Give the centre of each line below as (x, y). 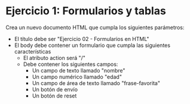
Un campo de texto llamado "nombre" (79, 70)
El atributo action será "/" (54, 58)
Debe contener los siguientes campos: (71, 64)
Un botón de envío (55, 89)
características (33, 51)
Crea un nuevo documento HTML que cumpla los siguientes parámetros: (95, 27)
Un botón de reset (54, 96)
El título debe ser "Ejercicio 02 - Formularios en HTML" (82, 39)
